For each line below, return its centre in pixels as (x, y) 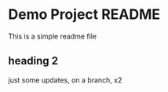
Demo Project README (84, 15)
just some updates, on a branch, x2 (65, 79)
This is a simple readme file (52, 36)
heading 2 (33, 61)
